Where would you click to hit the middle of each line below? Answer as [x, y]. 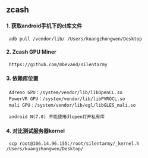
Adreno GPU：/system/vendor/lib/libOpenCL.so [66, 92]
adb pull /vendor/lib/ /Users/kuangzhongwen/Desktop [75, 39]
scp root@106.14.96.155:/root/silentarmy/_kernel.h [74, 144]
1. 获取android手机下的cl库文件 [44, 26]
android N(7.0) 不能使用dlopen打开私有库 [57, 117]
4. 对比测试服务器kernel [36, 131]
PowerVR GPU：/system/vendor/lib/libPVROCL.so [67, 99]
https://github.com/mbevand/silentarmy [58, 64]
